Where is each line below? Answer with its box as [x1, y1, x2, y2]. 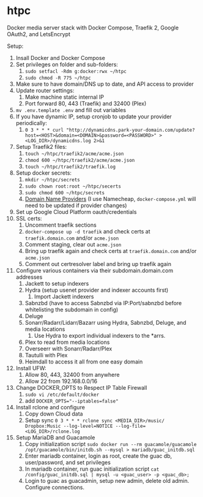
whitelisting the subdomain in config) [24, 306, 119, 313]
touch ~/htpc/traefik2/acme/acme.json [24, 151, 124, 157]
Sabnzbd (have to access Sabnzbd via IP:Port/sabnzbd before [24, 299, 182, 306]
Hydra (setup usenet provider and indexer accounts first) [24, 286, 169, 294]
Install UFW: [15, 364, 46, 371]
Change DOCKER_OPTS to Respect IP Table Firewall [15, 384, 147, 391]
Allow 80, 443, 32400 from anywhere [24, 371, 120, 378]
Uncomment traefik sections [24, 221, 97, 229]
